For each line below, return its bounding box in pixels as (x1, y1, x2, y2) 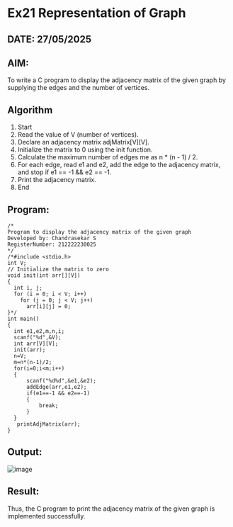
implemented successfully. (7, 511, 86, 520)
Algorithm (7, 104, 53, 116)
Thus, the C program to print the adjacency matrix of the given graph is (7, 504, 215, 513)
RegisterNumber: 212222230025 (7, 241, 97, 249)
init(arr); (13, 346, 46, 353)
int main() (7, 315, 40, 323)
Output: (7, 446, 42, 458)
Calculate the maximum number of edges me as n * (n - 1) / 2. (17, 153, 198, 161)
